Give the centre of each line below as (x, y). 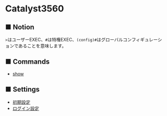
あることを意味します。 (42, 46)
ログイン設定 (26, 108)
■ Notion (20, 27)
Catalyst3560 (35, 9)
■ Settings (23, 89)
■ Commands (28, 62)
